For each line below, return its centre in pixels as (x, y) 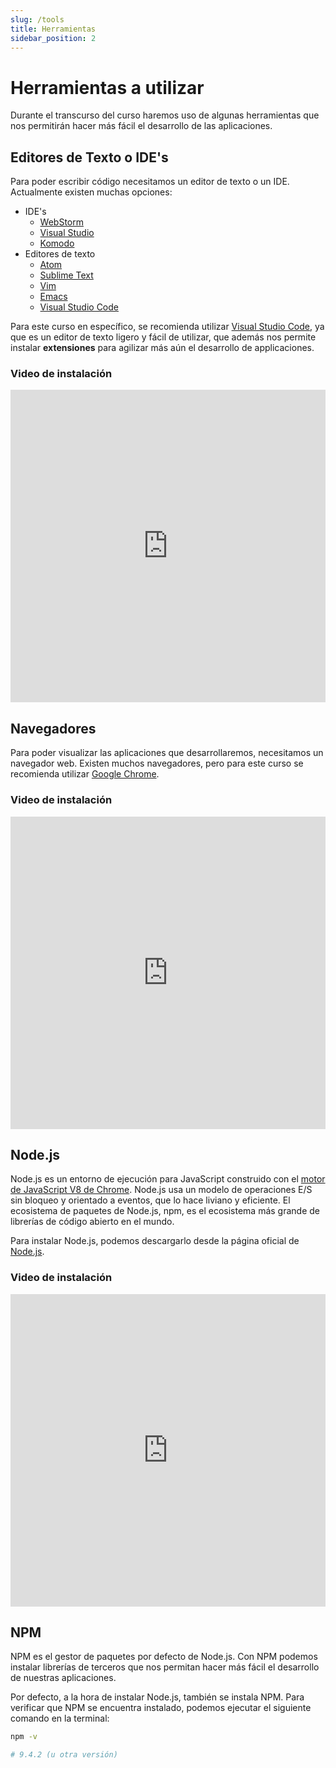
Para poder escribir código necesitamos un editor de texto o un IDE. (150, 182)
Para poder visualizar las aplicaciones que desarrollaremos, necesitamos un (167, 753)
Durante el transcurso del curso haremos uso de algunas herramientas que (165, 115)
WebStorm (61, 222)
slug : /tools (37, 19)
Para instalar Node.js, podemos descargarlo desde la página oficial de (155, 1241)
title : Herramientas (53, 29)
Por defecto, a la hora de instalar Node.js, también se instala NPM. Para (157, 1697)
